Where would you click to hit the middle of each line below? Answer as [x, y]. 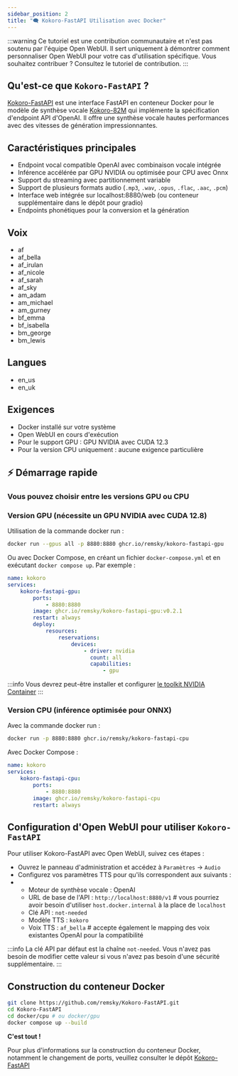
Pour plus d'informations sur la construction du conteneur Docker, [104, 1050]
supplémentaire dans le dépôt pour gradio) [80, 203]
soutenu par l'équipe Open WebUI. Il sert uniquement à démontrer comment [119, 48]
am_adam [32, 295]
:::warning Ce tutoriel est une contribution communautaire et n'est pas [110, 41]
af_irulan [30, 264]
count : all [106, 657]
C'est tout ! [24, 1036]
